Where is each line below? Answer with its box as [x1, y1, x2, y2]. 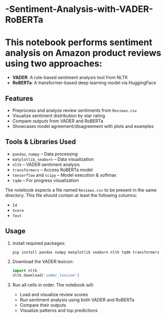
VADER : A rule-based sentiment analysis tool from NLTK [12, 75, 128, 81]
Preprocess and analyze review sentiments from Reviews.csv [12, 107, 137, 113]
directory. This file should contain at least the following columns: [5, 192, 138, 198]
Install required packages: [12, 240, 66, 246]
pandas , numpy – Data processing [12, 151, 78, 157]
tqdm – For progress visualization [12, 177, 79, 183]
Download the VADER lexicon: [12, 259, 74, 265]
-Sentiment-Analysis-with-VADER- [5, 3, 153, 15]
